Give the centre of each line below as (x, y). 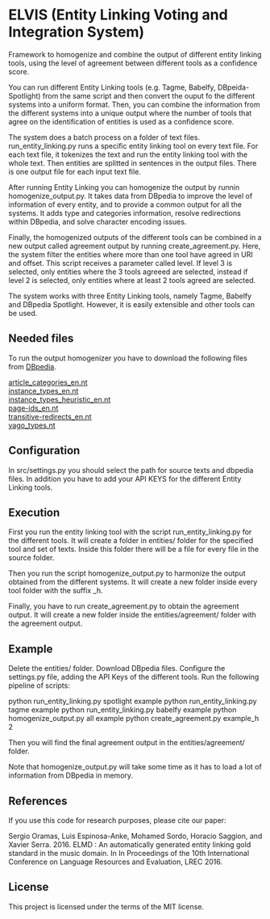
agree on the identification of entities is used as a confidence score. (121, 121)
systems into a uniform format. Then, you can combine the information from (134, 104)
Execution (34, 512)
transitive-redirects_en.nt (50, 416)
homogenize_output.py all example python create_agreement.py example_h (134, 719)
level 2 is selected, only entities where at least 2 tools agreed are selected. (132, 280)
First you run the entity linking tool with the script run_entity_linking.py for (130, 532)
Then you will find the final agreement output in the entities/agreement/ (127, 743)
